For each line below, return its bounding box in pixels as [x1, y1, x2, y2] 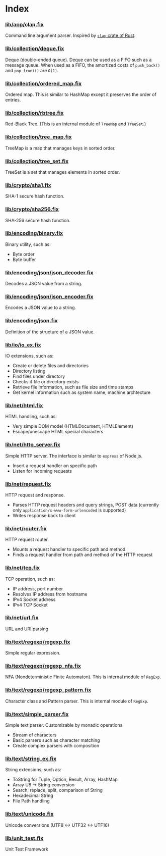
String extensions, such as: [5, 767, 61, 773]
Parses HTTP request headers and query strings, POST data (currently [12, 501, 159, 508]
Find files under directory [12, 373, 65, 379]
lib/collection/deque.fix [5, 45, 64, 52]
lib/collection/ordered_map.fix [5, 80, 82, 87]
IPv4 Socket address [12, 596, 56, 602]
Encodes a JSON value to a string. [5, 305, 76, 311]
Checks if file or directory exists [12, 379, 79, 385]
